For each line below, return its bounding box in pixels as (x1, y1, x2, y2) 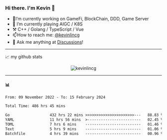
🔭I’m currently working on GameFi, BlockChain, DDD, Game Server (12, 16, 149, 22)
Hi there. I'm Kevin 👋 (5, 4, 55, 11)
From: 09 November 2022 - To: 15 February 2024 (5, 95, 106, 100)
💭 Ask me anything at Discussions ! (12, 39, 83, 45)
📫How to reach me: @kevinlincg (12, 32, 80, 38)
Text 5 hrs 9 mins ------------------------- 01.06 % (5, 127, 164, 132)
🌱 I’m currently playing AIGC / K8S (12, 21, 83, 27)
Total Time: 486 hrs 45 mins (5, 104, 66, 109)
